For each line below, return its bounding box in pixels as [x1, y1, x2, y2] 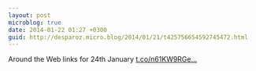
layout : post [8, 11, 51, 20]
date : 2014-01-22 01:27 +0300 [8, 26, 108, 34]
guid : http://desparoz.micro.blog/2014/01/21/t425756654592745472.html [8, 33, 248, 41]
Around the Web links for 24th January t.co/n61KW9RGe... [8, 55, 198, 64]
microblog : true [8, 19, 61, 27]
